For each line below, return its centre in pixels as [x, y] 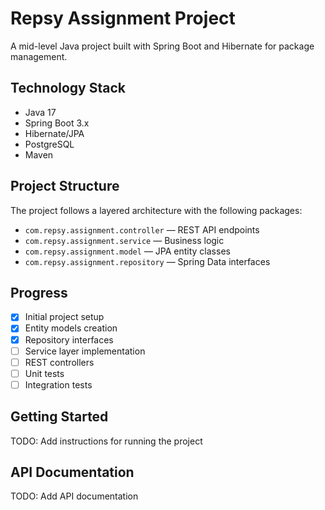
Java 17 [40, 112]
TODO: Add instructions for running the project [106, 441]
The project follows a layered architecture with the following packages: [156, 210]
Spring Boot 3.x [57, 123]
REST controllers [59, 362]
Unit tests [44, 373]
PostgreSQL [49, 144]
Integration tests [58, 384]
